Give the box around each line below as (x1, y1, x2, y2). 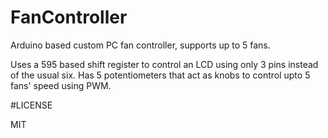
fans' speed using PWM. (10, 79, 112, 91)
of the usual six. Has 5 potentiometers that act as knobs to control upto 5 (10, 69, 311, 81)
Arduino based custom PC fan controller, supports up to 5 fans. (10, 39, 271, 51)
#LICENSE (10, 99, 53, 111)
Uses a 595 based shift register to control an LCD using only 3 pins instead (10, 58, 319, 70)
